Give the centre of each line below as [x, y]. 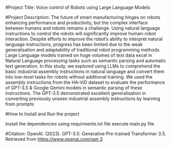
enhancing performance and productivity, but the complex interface [77, 23]
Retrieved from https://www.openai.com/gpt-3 [54, 139]
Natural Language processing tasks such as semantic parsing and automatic [86, 60]
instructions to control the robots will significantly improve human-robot [81, 33]
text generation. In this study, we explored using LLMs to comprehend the [83, 66]
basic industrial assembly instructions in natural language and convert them [85, 71]
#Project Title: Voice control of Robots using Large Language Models [78, 7]
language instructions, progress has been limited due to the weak [74, 44]
